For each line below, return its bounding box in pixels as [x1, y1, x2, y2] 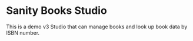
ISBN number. [6, 29, 40, 36]
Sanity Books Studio [6, 4, 107, 17]
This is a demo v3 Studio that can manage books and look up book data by [6, 23, 188, 30]
